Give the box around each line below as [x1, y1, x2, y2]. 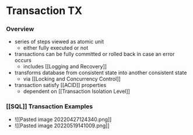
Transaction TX [6, 4, 83, 18]
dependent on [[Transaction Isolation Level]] [23, 88, 130, 95]
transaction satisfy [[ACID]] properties [14, 82, 107, 89]
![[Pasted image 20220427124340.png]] [14, 116, 112, 123]
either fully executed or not [23, 44, 89, 51]
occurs [14, 57, 32, 64]
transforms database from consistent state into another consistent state [14, 69, 187, 77]
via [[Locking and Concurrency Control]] [23, 75, 121, 82]
